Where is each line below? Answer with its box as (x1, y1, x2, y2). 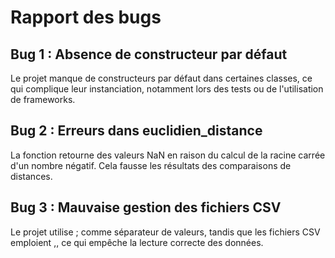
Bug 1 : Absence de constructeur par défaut (10, 46, 288, 63)
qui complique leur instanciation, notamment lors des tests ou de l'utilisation (10, 83, 324, 95)
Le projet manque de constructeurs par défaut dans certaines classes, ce (10, 72, 313, 84)
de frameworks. (10, 94, 76, 105)
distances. (10, 170, 53, 182)
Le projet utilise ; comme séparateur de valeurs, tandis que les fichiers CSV (10, 226, 321, 238)
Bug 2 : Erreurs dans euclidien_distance (10, 122, 263, 140)
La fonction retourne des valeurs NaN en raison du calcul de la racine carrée (10, 149, 326, 161)
